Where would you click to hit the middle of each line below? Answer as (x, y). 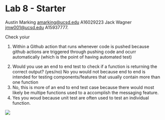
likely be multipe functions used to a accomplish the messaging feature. (85, 92)
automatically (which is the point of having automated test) (72, 57)
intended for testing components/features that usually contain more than (86, 77)
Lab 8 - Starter (35, 9)
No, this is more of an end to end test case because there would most (83, 87)
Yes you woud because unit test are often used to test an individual (81, 98)
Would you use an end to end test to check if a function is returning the (84, 66)
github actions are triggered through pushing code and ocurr (74, 52)
